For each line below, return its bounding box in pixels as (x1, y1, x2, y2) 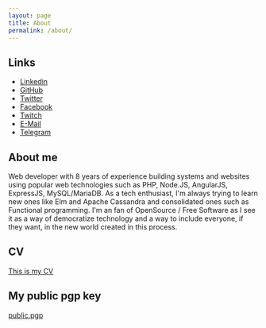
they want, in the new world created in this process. (8, 222, 178, 231)
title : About (8, 19, 52, 27)
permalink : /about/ (8, 26, 73, 34)
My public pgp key (8, 289, 102, 303)
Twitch (19, 110, 42, 120)
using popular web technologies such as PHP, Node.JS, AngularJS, (8, 180, 228, 189)
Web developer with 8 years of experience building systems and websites (8, 172, 250, 181)
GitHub (19, 85, 44, 95)
